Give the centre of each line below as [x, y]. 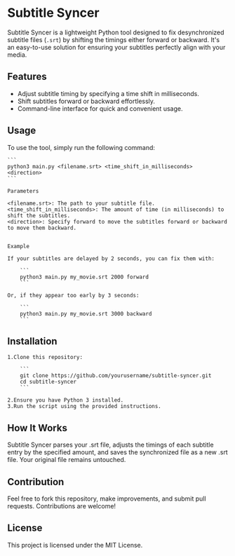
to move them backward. [42, 228]
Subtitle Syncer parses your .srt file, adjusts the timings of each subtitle [110, 445]
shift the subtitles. [39, 215]
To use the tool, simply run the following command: [81, 147]
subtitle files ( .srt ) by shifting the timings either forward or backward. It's [114, 39]
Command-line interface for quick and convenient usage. [100, 108]
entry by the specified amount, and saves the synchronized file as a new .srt [117, 452]
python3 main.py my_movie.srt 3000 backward [86, 313]
